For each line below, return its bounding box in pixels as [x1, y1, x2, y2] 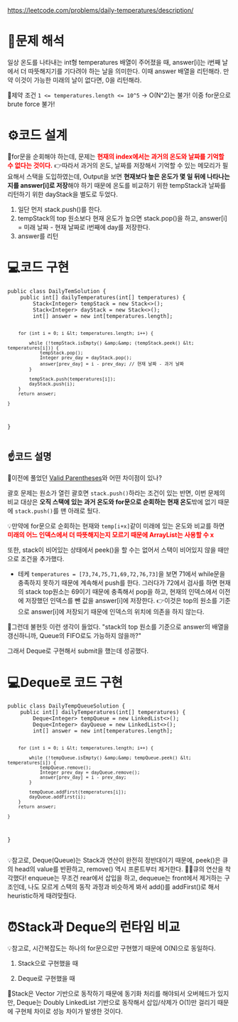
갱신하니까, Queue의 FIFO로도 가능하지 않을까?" [7, 632, 142, 640]
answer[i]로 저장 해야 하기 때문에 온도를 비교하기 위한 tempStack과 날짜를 [20, 181, 226, 189]
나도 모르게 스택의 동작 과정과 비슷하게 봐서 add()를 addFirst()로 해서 [28, 883, 220, 891]
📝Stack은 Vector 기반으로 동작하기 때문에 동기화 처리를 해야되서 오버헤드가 [7, 989, 216, 998]
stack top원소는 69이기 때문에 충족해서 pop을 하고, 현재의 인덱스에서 [25, 587, 218, 596]
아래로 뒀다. [67, 506, 101, 515]
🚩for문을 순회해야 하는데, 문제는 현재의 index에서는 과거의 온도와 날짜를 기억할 [7, 152, 225, 161]
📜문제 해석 [7, 33, 65, 49]
